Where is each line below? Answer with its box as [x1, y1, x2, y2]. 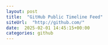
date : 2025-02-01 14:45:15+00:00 [6, 25, 90, 31]
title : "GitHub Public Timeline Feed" [6, 14, 103, 20]
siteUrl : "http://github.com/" [6, 19, 85, 25]
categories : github [6, 30, 54, 36]
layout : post [6, 8, 38, 15]
